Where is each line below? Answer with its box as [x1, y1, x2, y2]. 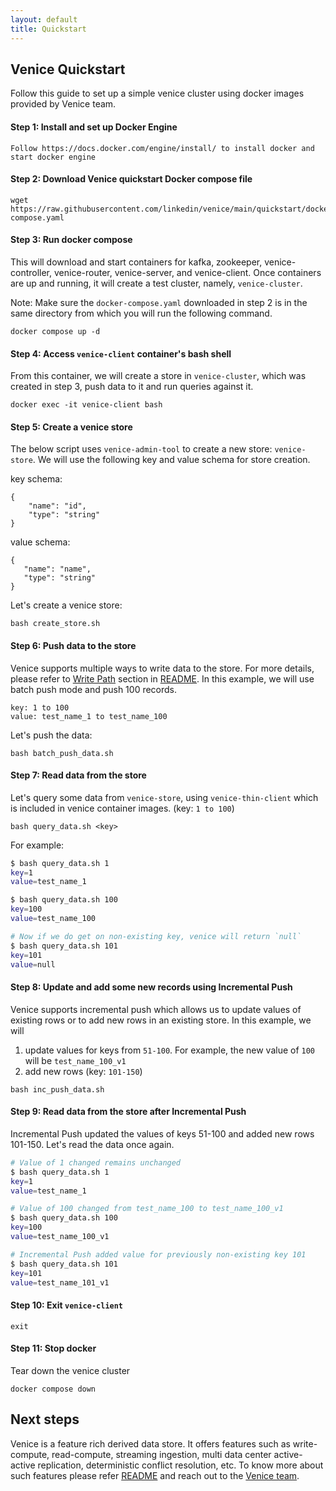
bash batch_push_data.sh [10, 748, 114, 758]
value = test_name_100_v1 [10, 1232, 110, 1242]
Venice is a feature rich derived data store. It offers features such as [10, 1437, 291, 1450]
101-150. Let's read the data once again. [10, 1138, 175, 1150]
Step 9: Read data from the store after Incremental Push [10, 1106, 247, 1118]
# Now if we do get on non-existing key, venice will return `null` [10, 931, 302, 941]
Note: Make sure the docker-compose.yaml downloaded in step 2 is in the [10, 296, 308, 308]
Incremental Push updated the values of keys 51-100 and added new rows [10, 1127, 315, 1140]
